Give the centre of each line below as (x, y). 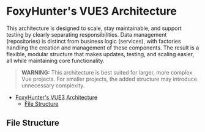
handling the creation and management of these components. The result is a (103, 48)
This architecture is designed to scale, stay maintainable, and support (94, 28)
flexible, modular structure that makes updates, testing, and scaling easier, (100, 54)
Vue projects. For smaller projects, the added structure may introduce (109, 79)
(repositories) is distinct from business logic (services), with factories (94, 41)
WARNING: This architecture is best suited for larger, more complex (107, 72)
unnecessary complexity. (53, 85)
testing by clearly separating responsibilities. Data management (87, 34)
